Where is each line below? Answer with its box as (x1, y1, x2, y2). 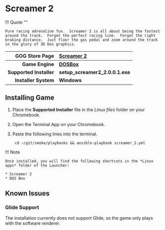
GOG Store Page (15, 52, 54, 59)
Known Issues (5, 189, 50, 197)
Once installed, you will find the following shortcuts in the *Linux (5, 159, 154, 164)
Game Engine (22, 61, 54, 67)
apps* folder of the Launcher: (5, 163, 70, 168)
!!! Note (5, 149, 20, 155)
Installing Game (5, 94, 54, 102)
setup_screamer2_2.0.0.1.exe (59, 68, 130, 75)
